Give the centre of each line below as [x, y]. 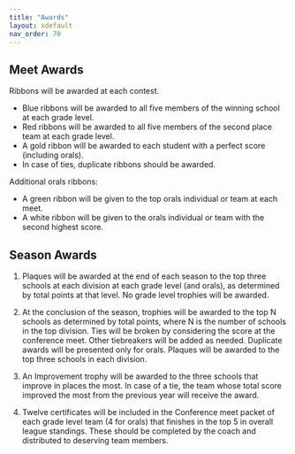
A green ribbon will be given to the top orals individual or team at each [150, 199]
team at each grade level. [68, 136]
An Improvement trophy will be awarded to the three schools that [140, 376]
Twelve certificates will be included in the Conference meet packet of [148, 412]
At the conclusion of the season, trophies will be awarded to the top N [149, 312]
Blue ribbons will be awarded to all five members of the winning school [151, 108]
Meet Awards [46, 69]
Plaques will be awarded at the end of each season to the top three [144, 276]
